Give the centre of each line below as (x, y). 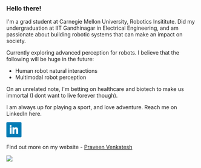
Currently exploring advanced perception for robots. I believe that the (93, 53)
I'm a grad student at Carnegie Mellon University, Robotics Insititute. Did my (101, 22)
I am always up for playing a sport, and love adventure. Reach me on (92, 107)
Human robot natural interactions (56, 71)
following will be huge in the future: (50, 59)
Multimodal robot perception (51, 78)
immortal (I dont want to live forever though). (62, 96)
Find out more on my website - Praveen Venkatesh (69, 147)
